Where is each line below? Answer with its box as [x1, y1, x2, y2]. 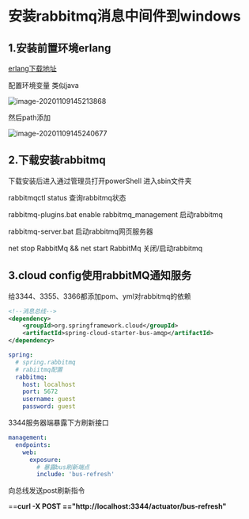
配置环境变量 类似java [8, 81, 79, 90]
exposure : [28, 456, 62, 464]
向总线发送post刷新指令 [8, 486, 85, 495]
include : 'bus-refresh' [36, 471, 115, 479]
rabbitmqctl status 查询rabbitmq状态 [8, 193, 126, 202]
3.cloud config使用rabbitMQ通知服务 [8, 269, 192, 282]
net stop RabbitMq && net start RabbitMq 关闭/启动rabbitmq [8, 243, 203, 253]
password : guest [22, 403, 77, 410]
